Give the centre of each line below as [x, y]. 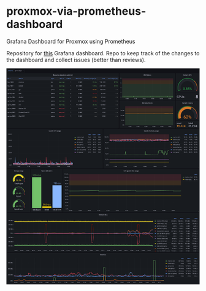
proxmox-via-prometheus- [76, 11]
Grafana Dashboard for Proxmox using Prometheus [71, 41]
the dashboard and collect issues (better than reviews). [76, 60]
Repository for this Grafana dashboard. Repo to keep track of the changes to [103, 53]
